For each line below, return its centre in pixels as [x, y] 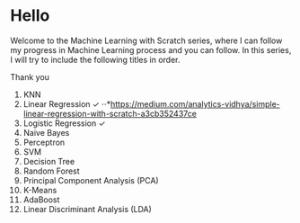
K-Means [40, 190]
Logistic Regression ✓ [64, 123]
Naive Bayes [46, 132]
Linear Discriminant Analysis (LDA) [87, 209]
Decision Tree [49, 161]
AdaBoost [41, 200]
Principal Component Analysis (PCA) [91, 180]
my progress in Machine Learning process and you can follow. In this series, [151, 49]
